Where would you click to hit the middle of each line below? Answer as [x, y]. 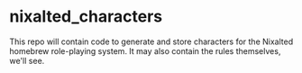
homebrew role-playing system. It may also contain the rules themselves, [145, 50]
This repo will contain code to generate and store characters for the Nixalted [151, 41]
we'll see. [27, 60]
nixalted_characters [86, 17]
